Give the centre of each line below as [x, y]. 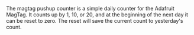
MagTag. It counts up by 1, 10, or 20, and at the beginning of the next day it [97, 15]
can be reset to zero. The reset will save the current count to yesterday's [95, 21]
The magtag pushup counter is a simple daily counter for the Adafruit [90, 8]
